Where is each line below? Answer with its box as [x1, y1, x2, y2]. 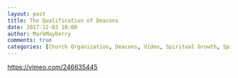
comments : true [7, 37, 52, 44]
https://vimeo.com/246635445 [7, 63, 98, 71]
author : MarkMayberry [7, 30, 72, 38]
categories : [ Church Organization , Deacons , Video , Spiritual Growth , [7, 43, 220, 50]
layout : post [7, 10, 46, 18]
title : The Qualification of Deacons [7, 17, 119, 24]
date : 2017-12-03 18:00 [7, 23, 78, 30]
